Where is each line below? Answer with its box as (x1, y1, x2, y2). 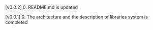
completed (5, 19, 28, 25)
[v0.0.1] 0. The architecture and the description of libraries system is (5, 14, 148, 19)
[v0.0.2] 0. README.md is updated (5, 4, 78, 10)
